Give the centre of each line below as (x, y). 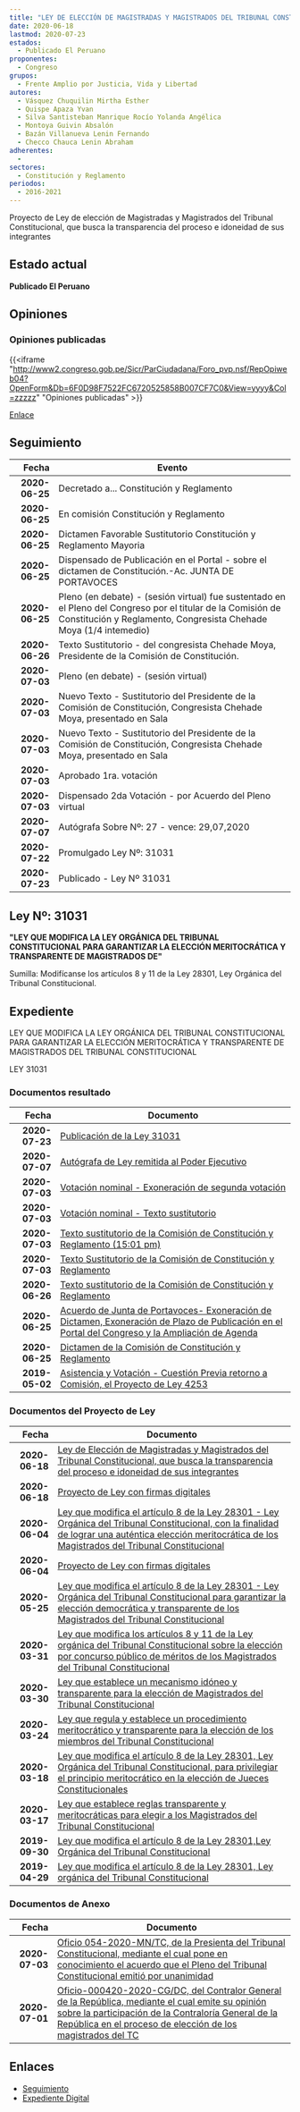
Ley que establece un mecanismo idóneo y (147, 1682)
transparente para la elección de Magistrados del (160, 1693)
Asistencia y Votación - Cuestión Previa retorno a (164, 1373)
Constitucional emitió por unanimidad (135, 1975)
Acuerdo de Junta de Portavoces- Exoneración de (166, 1311)
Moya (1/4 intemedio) (104, 630)
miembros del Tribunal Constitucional (136, 1741)
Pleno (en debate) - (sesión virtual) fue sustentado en (172, 597)
